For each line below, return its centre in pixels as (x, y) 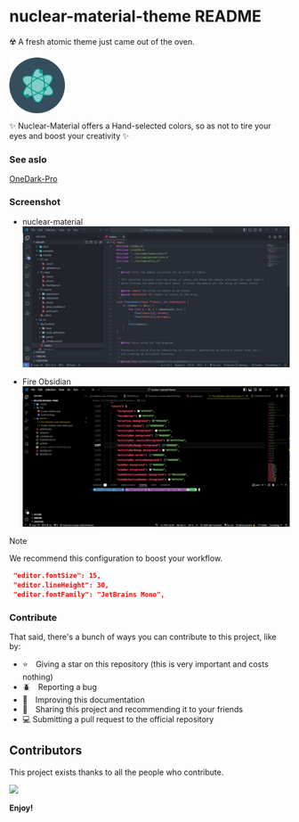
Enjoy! (21, 808)
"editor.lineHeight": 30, (61, 585)
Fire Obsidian (46, 382)
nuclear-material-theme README (136, 16)
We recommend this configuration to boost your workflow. (116, 558)
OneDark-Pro (33, 179)
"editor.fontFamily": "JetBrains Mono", (89, 595)
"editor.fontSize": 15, (57, 576)
